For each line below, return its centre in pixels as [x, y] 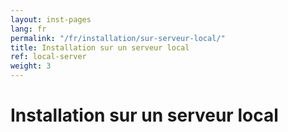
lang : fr [28, 29]
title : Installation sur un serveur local [100, 47]
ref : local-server [48, 57]
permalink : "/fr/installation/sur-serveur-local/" [118, 38]
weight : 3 [31, 66]
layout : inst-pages [51, 19]
